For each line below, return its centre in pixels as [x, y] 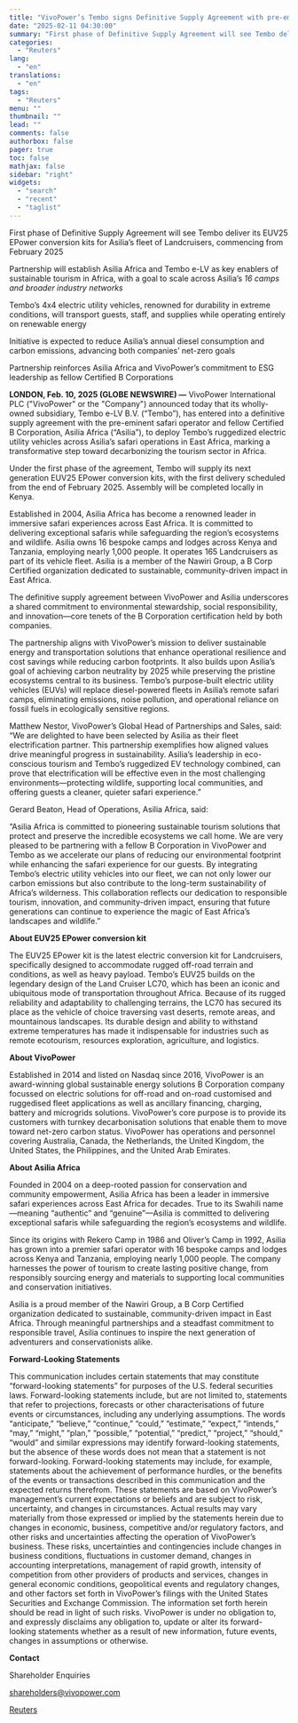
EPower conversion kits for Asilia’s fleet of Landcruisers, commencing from [146, 242]
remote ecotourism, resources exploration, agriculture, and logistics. [134, 1040]
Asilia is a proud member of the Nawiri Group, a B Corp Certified [126, 1304]
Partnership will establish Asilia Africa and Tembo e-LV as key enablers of [144, 268]
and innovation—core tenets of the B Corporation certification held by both [146, 616]
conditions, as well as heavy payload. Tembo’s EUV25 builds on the [132, 974]
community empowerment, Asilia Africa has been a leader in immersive [139, 1194]
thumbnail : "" [35, 116]
